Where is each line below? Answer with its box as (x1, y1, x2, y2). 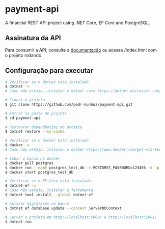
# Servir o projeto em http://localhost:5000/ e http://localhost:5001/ (5, 215, 157, 220)
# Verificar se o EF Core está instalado (5, 178, 91, 184)
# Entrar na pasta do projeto (5, 111, 67, 116)
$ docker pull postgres (5, 161, 54, 166)
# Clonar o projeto (5, 97, 45, 103)
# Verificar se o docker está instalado (5, 138, 89, 143)
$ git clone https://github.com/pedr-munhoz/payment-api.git (5, 102, 133, 107)
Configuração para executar (5, 66, 93, 75)
